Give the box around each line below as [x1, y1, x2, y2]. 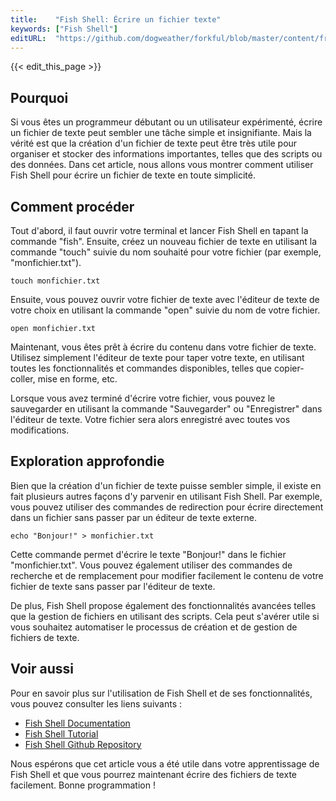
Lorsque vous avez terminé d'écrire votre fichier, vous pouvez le [10, 392, 276, 404]
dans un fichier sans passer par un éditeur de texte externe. [10, 511, 257, 523]
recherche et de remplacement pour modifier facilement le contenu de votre [10, 569, 324, 581]
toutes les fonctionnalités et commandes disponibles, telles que [10, 362, 272, 374]
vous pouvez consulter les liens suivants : [10, 697, 183, 710]
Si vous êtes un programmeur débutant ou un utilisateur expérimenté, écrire [10, 116, 323, 128]
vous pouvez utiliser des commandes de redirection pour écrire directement [10, 501, 324, 513]
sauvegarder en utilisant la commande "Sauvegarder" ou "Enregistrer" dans [10, 403, 323, 415]
